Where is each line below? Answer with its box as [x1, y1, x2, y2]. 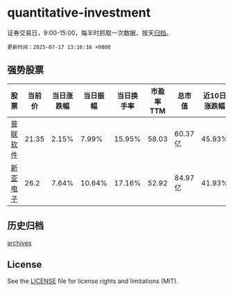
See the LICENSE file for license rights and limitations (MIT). [7, 277, 179, 285]
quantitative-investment [7, 5, 151, 21]
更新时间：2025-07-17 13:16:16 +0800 [7, 44, 111, 51]
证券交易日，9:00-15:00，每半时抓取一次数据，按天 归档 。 [7, 28, 173, 37]
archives [7, 239, 32, 247]
